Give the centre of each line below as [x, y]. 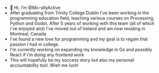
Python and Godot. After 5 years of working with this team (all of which [82, 23]
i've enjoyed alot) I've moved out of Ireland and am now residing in [78, 29]
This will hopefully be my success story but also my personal [72, 60]
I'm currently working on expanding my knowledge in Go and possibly [81, 50]
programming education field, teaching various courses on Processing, [82, 18]
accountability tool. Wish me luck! [44, 65]
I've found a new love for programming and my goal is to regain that [79, 39]
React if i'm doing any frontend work [47, 55]
